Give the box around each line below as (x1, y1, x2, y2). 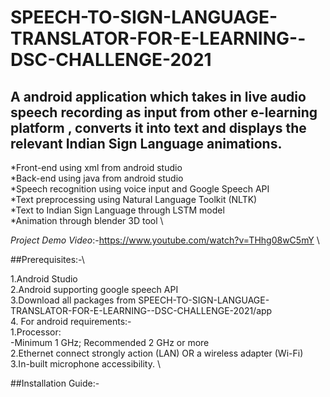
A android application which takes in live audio (10, 88, 307, 105)
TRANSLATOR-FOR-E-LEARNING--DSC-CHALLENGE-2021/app (10, 305, 273, 316)
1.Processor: (10, 326, 62, 338)
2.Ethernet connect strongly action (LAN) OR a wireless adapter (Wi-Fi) (10, 347, 304, 359)
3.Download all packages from (10, 294, 137, 306)
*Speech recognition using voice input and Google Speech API (10, 183, 270, 195)
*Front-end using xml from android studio (10, 162, 183, 173)
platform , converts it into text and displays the (10, 119, 307, 136)
